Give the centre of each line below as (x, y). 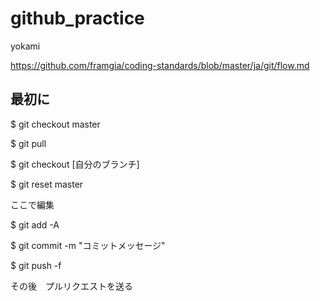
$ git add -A (35, 224)
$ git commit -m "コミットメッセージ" (88, 245)
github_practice (77, 18)
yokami (25, 46)
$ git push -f (36, 265)
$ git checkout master (55, 124)
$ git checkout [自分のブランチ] (75, 164)
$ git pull (28, 143)
